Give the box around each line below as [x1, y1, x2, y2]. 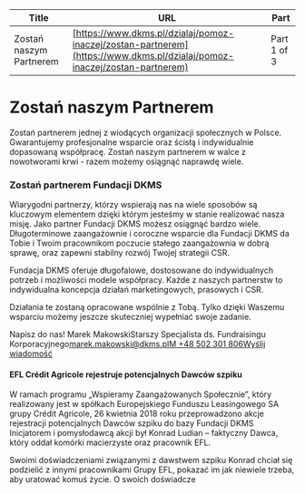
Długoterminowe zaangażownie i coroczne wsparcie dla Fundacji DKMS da [9, 228, 290, 239]
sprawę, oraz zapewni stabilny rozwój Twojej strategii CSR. [9, 247, 230, 258]
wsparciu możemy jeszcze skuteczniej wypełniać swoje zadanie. [9, 312, 251, 323]
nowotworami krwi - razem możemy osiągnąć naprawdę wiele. [9, 156, 244, 167]
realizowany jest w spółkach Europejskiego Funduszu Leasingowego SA [9, 399, 280, 410]
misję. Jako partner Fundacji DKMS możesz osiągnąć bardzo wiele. [9, 218, 261, 229]
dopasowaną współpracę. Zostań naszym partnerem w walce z [9, 146, 247, 157]
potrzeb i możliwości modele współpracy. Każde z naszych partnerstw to [9, 275, 283, 286]
